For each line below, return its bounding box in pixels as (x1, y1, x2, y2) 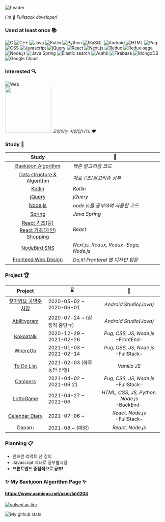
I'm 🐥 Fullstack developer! (5, 14, 57, 20)
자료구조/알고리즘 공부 (73, 174, 121, 181)
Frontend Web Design (13, 256, 63, 263)
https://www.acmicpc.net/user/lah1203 (5, 490, 88, 496)
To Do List (14, 362, 37, 369)
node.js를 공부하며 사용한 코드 (73, 202, 139, 209)
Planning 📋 (5, 440, 33, 447)
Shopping (27, 233, 49, 240)
